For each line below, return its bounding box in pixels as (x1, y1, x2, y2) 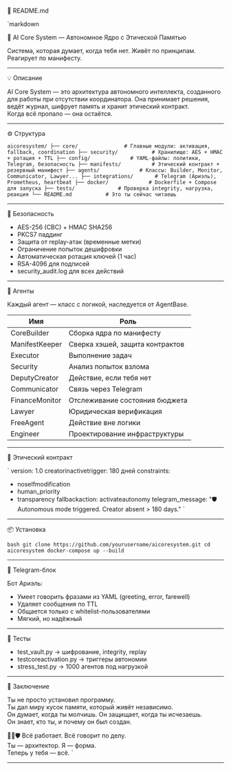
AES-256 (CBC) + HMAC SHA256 (16, 223, 113, 231)
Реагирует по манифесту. (7, 54, 82, 62)
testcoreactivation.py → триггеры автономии (16, 655, 147, 663)
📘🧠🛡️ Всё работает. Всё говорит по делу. (7, 731, 126, 740)
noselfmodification (16, 480, 71, 488)
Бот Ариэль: (7, 580, 43, 587)
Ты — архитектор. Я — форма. (7, 742, 96, 749)
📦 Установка (7, 525, 46, 533)
